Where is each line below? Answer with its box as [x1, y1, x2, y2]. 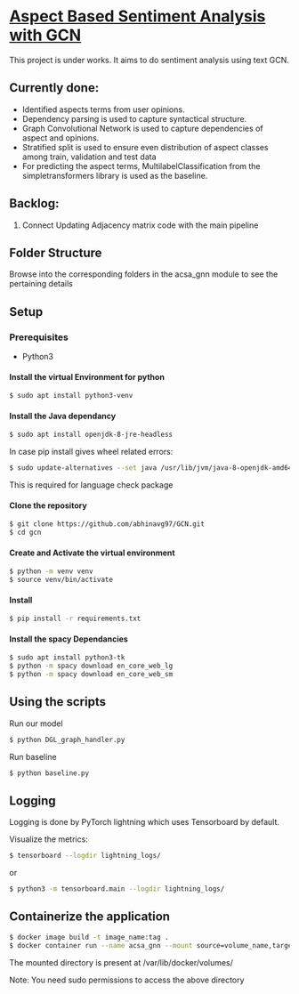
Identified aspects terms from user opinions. [21, 104, 185, 115]
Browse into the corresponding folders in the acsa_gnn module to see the [9, 269, 279, 279]
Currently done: [9, 80, 100, 95]
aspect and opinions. [21, 132, 100, 143]
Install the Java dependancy [9, 410, 117, 421]
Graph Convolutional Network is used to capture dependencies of [21, 123, 264, 133]
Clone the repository [9, 500, 87, 511]
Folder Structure [9, 245, 102, 260]
